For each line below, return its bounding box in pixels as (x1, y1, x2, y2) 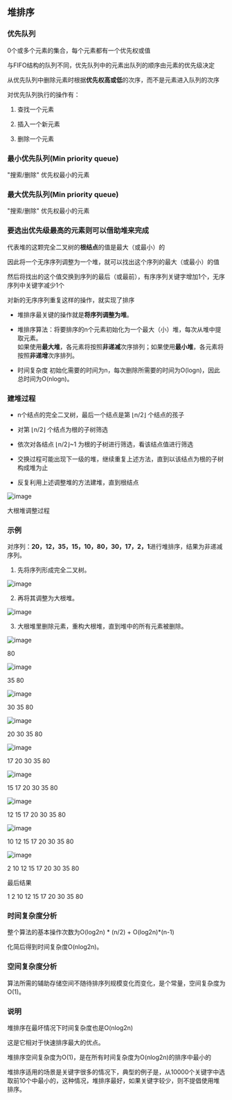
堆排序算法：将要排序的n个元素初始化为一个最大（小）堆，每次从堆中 (17, 325, 216, 333)
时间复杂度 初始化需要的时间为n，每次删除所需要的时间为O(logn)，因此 (17, 366, 220, 374)
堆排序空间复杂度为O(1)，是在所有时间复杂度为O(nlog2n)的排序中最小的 (7, 1053, 211, 1062)
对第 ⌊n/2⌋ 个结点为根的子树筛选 (17, 425, 109, 433)
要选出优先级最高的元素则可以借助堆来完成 (7, 226, 150, 236)
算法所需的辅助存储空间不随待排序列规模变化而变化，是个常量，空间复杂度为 (7, 979, 226, 987)
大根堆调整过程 (7, 506, 50, 514)
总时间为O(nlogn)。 (17, 374, 73, 383)
